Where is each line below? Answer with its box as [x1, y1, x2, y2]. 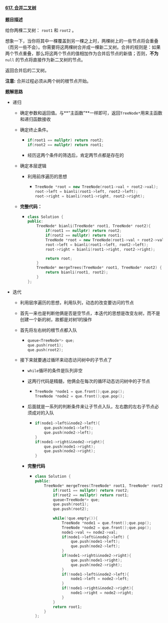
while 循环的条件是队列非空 [27, 368, 83, 374]
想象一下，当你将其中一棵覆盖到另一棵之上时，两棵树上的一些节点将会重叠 [5, 38, 158, 44]
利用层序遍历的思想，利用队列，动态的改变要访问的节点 [19, 299, 134, 305]
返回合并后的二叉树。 [5, 68, 49, 74]
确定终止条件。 [19, 127, 51, 133]
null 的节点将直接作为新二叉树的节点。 [5, 57, 86, 63]
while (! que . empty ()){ [52, 516, 98, 521]
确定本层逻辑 [19, 163, 46, 169]
